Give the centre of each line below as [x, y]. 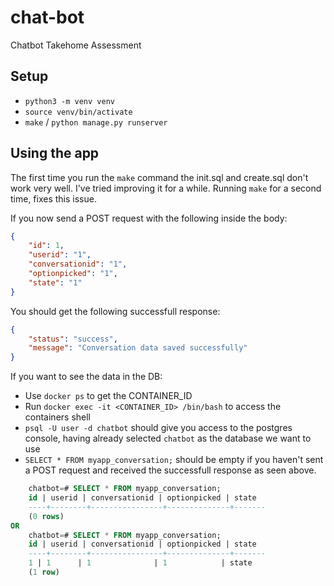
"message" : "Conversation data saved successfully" [138, 348]
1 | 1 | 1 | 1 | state [140, 563]
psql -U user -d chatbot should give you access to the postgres [158, 428]
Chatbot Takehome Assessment [76, 45]
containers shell [58, 417]
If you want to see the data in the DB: [86, 377]
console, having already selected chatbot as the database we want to [168, 438]
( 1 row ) [44, 572]
